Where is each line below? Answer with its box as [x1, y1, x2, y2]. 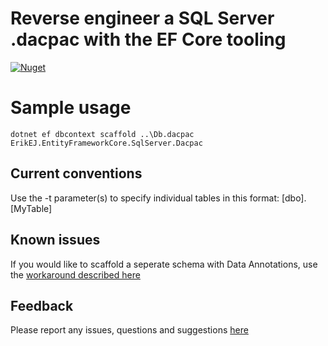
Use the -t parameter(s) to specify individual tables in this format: [10, 192, 280, 204]
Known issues [10, 232, 101, 249]
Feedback [10, 297, 74, 314]
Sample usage [10, 97, 132, 119]
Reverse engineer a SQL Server [10, 7, 275, 30]
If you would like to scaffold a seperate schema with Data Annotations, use [10, 258, 318, 270]
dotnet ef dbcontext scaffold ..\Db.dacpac [10, 129, 195, 139]
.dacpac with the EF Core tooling [10, 28, 287, 51]
